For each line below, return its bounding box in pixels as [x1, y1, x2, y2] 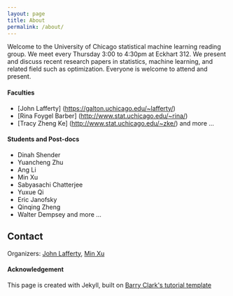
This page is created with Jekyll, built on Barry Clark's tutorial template [7, 281, 212, 289]
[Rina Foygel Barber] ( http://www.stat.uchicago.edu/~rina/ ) [17, 112, 188, 120]
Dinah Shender [17, 150, 61, 159]
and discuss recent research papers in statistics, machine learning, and [7, 58, 213, 66]
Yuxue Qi [17, 187, 44, 196]
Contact [7, 231, 43, 243]
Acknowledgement [7, 265, 64, 274]
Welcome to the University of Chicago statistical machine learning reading [7, 43, 222, 51]
